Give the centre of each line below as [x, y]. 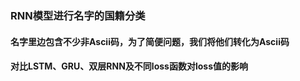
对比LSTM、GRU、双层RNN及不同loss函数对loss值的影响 [129, 66]
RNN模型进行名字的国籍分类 [78, 15]
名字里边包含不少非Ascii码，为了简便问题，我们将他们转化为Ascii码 [150, 41]
